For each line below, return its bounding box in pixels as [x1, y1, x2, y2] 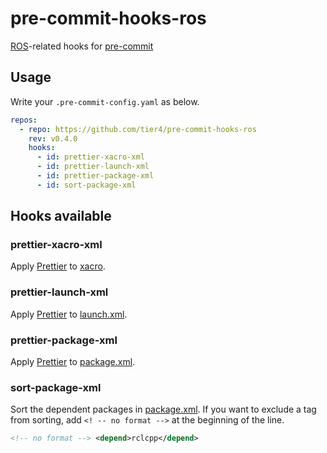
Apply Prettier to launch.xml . [10, 308, 128, 320]
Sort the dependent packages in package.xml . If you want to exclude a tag [10, 403, 317, 416]
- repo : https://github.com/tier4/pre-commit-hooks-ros [19, 124, 257, 134]
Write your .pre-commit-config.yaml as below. [10, 95, 200, 107]
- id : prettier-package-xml [36, 171, 155, 181]
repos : [10, 115, 38, 125]
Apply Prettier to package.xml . [10, 356, 136, 368]
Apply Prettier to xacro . [10, 260, 106, 272]
